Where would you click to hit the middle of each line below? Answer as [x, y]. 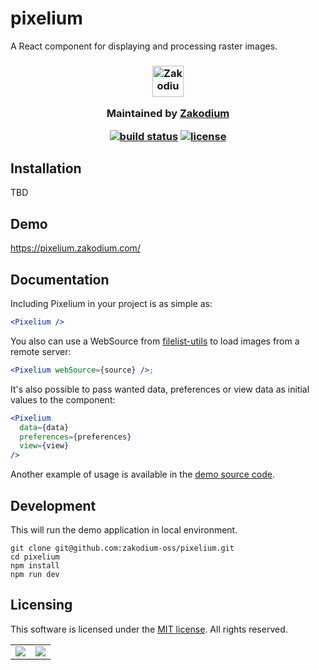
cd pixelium [35, 557]
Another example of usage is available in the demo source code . [142, 474]
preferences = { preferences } [75, 437]
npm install [35, 565]
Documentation [60, 279]
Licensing [41, 605]
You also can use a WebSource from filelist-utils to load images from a [155, 341]
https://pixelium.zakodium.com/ [75, 248]
